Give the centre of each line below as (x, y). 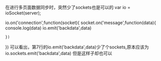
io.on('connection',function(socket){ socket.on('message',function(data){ (81, 22)
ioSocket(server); (23, 13)
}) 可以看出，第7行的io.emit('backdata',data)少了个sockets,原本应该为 (77, 47)
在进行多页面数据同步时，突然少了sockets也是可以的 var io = (68, 7)
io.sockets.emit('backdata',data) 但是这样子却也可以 (59, 53)
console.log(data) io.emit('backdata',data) (48, 28)
